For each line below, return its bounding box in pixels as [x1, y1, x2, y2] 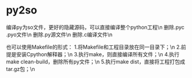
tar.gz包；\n [6, 65, 35, 72]
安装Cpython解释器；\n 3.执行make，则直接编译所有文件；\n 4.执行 [16, 50, 180, 57]
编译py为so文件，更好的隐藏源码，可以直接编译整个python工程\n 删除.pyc [6, 23, 185, 30]
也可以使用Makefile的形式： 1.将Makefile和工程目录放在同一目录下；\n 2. [6, 43, 181, 50]
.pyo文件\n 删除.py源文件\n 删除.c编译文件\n [6, 30, 113, 38]
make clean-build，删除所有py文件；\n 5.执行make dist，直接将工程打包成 [6, 58, 186, 65]
